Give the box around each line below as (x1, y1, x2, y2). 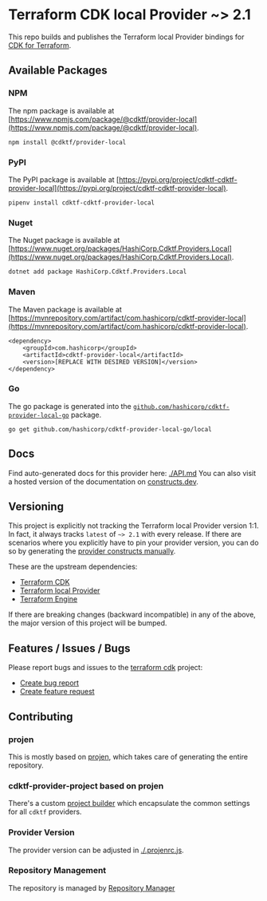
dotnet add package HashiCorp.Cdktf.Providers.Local (8, 268, 187, 276)
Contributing (8, 709, 73, 724)
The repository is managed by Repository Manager (8, 883, 175, 892)
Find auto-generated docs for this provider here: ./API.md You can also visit (8, 468, 257, 478)
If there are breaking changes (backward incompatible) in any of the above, (8, 609, 257, 620)
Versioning (8, 500, 64, 514)
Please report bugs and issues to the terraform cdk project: (8, 663, 203, 673)
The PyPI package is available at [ (8, 174, 120, 185)
